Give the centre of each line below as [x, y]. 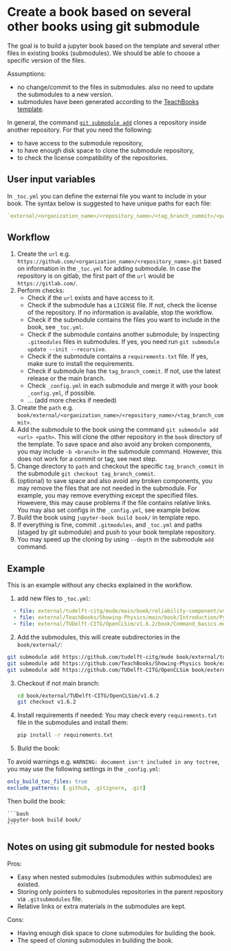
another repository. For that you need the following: [80, 130]
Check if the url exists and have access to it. [91, 298]
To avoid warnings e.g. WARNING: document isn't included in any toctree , [113, 761]
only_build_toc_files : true [47, 782]
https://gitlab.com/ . [47, 283]
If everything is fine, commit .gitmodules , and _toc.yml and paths [110, 525]
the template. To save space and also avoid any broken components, [114, 444]
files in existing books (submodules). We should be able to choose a [104, 53]
